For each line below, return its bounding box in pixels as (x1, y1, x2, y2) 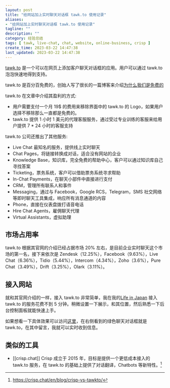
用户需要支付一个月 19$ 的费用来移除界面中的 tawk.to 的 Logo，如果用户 (12, 103, 163, 109)
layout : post (5, 7, 33, 13)
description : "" (5, 31, 39, 36)
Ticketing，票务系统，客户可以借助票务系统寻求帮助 (12, 169, 121, 175)
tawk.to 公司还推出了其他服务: (5, 133, 68, 139)
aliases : (5, 17, 24, 22)
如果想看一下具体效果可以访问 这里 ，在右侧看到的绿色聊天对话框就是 (5, 318, 147, 324)
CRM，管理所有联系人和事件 (12, 182, 72, 188)
